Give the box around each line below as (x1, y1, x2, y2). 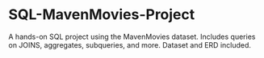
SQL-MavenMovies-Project (8, 6, 195, 24)
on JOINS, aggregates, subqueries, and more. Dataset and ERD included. (8, 40, 252, 49)
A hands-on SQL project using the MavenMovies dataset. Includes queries (8, 32, 256, 41)
